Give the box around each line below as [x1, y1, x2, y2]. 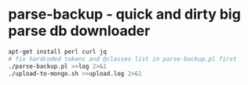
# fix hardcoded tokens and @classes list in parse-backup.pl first [8, 55, 237, 63]
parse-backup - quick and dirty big [8, 5, 241, 23]
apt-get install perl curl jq [8, 48, 108, 55]
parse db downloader [8, 22, 151, 40]
